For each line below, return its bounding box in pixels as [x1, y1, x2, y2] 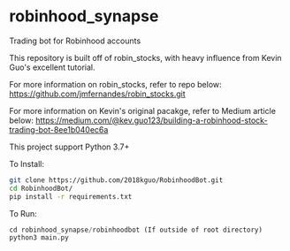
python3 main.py [9, 233, 69, 242]
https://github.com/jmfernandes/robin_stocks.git [9, 88, 186, 99]
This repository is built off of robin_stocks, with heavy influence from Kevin [9, 52, 282, 63]
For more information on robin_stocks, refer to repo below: [9, 79, 223, 89]
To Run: [9, 208, 37, 218]
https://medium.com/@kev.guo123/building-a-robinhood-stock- [34, 115, 268, 125]
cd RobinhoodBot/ [9, 184, 73, 193]
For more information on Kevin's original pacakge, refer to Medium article [9, 105, 277, 116]
